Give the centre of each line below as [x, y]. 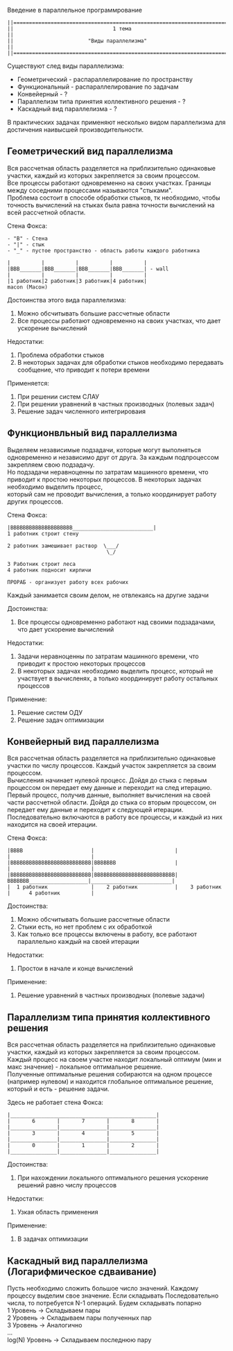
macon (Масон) [28, 287]
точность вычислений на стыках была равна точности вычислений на [111, 205]
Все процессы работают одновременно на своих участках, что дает [119, 320]
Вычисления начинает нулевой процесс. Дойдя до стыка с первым [107, 780]
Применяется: [28, 383]
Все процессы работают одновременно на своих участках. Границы [109, 182]
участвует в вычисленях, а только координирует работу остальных [118, 678]
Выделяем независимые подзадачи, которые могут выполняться [104, 449]
